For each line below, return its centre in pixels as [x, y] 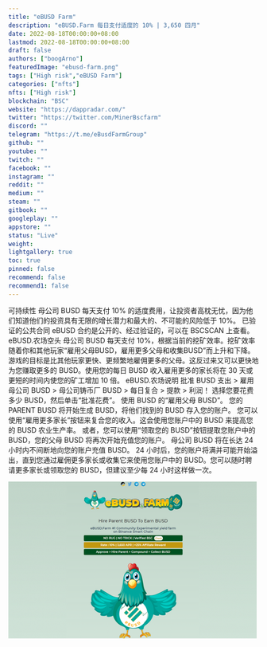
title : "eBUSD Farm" [43, 17]
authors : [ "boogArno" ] [46, 59]
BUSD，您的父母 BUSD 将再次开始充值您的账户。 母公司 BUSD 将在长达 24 [131, 440]
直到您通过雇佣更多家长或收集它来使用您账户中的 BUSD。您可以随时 [133, 460]
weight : [21, 244]
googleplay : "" [33, 218]
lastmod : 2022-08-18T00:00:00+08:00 [69, 42]
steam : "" [25, 202]
